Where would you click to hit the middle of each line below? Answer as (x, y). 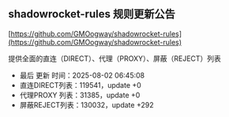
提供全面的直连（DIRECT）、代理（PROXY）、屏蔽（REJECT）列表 (114, 58)
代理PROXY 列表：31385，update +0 (80, 95)
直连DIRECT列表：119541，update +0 (81, 85)
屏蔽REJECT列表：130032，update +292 (86, 104)
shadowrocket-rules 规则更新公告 (92, 14)
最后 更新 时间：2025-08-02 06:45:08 (82, 75)
